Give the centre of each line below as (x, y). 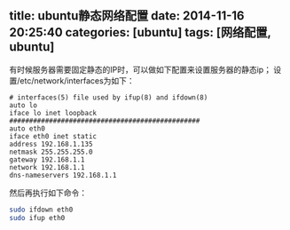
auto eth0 (27, 128)
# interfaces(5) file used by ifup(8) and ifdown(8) (109, 97)
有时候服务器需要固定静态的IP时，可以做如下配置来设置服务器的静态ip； (141, 69)
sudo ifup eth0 (37, 218)
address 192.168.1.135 (51, 144)
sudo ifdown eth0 (41, 210)
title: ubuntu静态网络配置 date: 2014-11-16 (127, 16)
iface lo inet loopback (53, 113)
